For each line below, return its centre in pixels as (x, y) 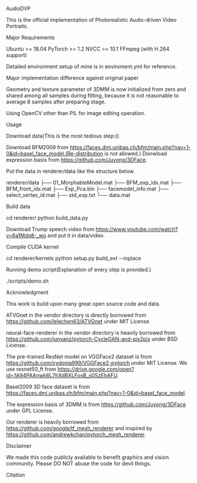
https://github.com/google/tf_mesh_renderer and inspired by (79, 428)
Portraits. (17, 26)
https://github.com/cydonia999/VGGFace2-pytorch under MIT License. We (97, 363)
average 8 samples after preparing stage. (56, 102)
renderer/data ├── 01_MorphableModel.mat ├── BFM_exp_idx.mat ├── (94, 182)
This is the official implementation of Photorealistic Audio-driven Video (91, 20)
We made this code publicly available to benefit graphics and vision (87, 457)
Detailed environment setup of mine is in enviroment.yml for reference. (91, 66)
